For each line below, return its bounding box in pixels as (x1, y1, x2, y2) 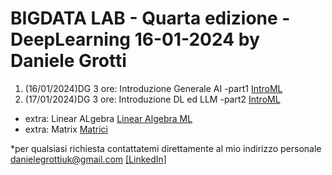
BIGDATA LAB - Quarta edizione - (10, 7, 291, 30)
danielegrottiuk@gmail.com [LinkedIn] (10, 153, 167, 165)
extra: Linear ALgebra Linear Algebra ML (24, 112, 193, 124)
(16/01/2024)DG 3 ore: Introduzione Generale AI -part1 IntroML (24, 82, 283, 94)
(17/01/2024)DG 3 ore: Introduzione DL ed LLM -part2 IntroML (24, 93, 281, 105)
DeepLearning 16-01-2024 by (10, 28, 260, 51)
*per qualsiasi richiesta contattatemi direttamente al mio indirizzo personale (10, 142, 322, 154)
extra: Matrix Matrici (24, 123, 108, 135)
